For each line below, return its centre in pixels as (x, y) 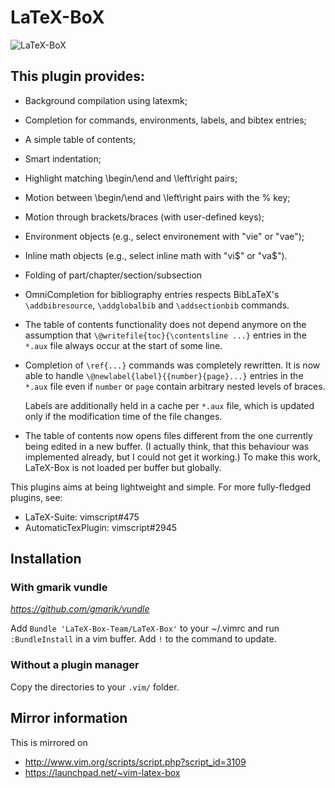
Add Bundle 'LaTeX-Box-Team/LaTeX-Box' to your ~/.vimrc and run (145, 628)
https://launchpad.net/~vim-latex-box (102, 772)
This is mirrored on (49, 742)
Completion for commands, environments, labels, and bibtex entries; (165, 120)
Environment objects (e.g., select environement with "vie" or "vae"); (164, 236)
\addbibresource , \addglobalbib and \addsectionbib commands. (157, 305)
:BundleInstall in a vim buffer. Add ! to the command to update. (143, 639)
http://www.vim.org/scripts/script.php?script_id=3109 (135, 762)
